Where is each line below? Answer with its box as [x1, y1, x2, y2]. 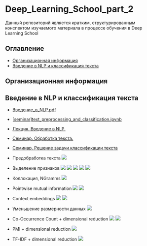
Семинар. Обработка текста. [12, 135, 73, 141]
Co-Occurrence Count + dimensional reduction [12, 215, 109, 222]
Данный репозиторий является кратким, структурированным [5, 20, 136, 26]
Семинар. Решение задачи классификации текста [12, 145, 118, 151]
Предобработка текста [12, 155, 61, 161]
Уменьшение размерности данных [12, 206, 86, 212]
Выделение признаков [12, 165, 60, 171]
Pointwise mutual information [12, 185, 72, 191]
